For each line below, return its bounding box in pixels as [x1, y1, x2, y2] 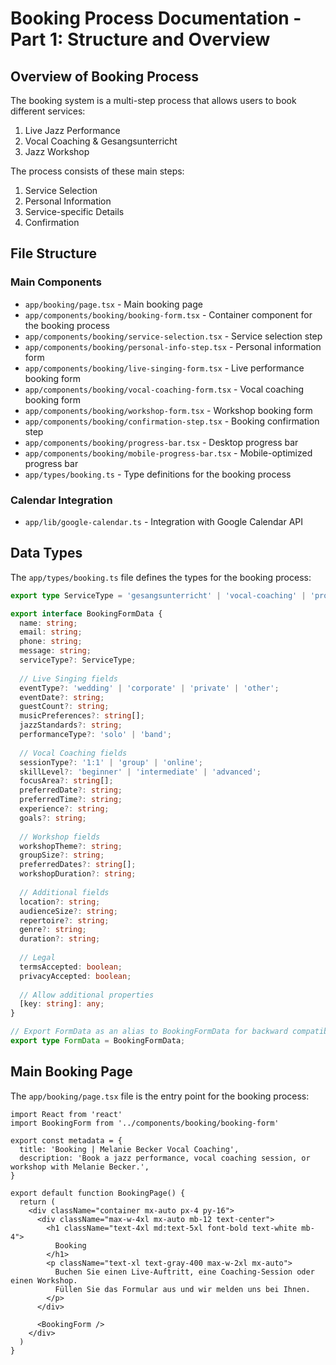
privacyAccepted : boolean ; [19, 971, 132, 981]
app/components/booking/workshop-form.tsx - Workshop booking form [24, 404, 313, 416]
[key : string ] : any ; [19, 999, 105, 1009]
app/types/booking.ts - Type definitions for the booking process [24, 468, 292, 480]
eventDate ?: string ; [19, 692, 105, 702]
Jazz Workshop [24, 146, 90, 157]
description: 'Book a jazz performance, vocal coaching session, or [19, 1153, 311, 1163]
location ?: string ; [19, 897, 101, 907]
